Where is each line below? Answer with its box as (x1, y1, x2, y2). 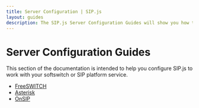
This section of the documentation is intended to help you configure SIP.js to (6, 65, 193, 72)
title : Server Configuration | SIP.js (6, 8, 102, 15)
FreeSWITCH (14, 82, 47, 90)
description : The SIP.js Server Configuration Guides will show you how (6, 20, 190, 26)
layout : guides (6, 14, 44, 20)
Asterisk (14, 89, 36, 96)
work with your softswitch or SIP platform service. (6, 71, 129, 78)
